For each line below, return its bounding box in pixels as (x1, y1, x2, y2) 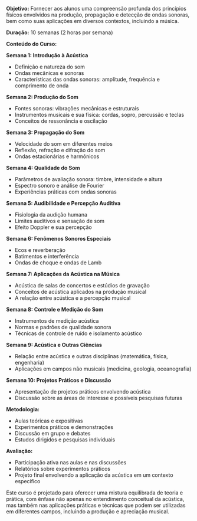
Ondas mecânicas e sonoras (14, 70, 84, 76)
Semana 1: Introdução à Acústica (6, 52, 88, 58)
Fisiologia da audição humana (14, 211, 87, 218)
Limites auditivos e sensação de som (14, 218, 105, 224)
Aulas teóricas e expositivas (14, 417, 83, 424)
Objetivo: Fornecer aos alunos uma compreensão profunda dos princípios (6, 5, 187, 12)
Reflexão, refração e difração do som (14, 147, 106, 153)
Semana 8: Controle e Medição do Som (6, 306, 104, 313)
